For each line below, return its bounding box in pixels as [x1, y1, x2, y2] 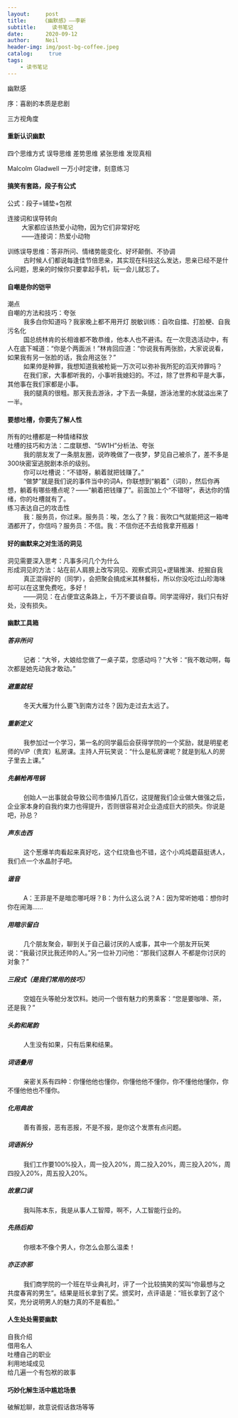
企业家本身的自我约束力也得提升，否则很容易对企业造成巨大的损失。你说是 [7, 802, 225, 811]
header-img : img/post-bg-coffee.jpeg [7, 43, 119, 51]
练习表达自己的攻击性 [7, 504, 70, 512]
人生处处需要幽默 [7, 1315, 58, 1324]
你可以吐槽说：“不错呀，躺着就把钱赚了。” [23, 468, 144, 477]
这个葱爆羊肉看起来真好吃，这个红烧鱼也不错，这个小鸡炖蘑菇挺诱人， [23, 848, 229, 857]
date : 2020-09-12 [7, 30, 78, 38]
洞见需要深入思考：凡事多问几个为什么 [7, 557, 119, 565]
